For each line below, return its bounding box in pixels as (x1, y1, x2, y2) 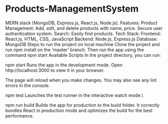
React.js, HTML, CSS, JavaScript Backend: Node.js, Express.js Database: (5, 36, 158, 42)
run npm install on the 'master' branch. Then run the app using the (5, 47, 144, 53)
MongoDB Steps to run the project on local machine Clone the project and (5, 41, 160, 47)
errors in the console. (5, 82, 50, 89)
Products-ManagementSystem (5, 3, 139, 15)
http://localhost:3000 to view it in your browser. (5, 67, 105, 73)
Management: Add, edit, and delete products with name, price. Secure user (5, 25, 163, 31)
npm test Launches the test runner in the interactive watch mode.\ (5, 92, 144, 98)
